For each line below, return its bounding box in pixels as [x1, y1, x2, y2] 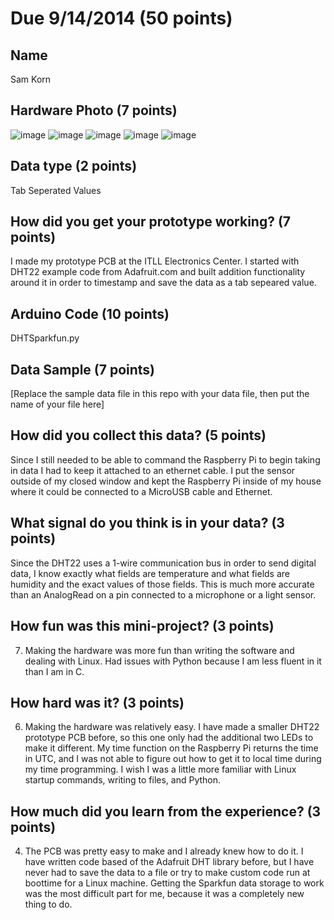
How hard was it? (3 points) [10, 694, 185, 711]
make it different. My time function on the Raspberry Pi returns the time [24, 742, 319, 754]
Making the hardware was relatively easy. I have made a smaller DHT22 [24, 721, 320, 733]
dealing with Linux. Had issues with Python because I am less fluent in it [24, 655, 322, 667]
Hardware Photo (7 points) [10, 102, 178, 119]
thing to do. [24, 898, 73, 911]
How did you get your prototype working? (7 [10, 213, 292, 231]
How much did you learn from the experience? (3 [10, 803, 322, 820]
